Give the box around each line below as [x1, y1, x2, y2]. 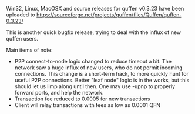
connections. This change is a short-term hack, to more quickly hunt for [14, 71, 189, 77]
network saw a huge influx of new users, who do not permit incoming [14, 64, 183, 71]
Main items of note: [6, 46, 53, 53]
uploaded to [6, 11, 35, 18]
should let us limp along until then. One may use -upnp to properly [14, 83, 175, 90]
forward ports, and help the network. [14, 89, 104, 96]
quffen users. [6, 35, 39, 42]
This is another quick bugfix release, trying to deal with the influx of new [6, 29, 181, 36]
